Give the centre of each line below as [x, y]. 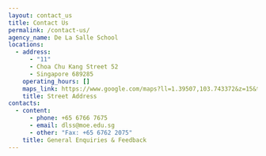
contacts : [25, 103]
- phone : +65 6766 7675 [68, 118]
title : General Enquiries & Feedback [85, 140]
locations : [26, 45]
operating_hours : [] [56, 81]
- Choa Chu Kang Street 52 [74, 67]
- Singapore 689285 [61, 74]
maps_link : [40, 89]
